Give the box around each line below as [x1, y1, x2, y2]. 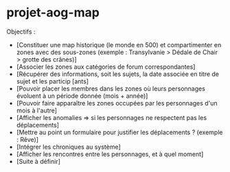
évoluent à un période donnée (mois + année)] [16, 91, 148, 100]
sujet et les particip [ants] [16, 77, 89, 85]
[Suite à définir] [16, 157, 61, 165]
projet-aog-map [6, 5, 100, 21]
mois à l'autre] [16, 106, 58, 114]
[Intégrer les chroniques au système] [16, 143, 121, 151]
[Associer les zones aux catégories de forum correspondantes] [16, 62, 196, 71]
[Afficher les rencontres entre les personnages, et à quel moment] [16, 149, 204, 158]
